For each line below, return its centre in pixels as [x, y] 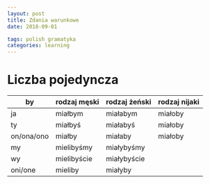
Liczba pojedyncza [63, 80]
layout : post [26, 14]
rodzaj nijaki [179, 102]
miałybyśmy [126, 148]
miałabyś [121, 125]
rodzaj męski [77, 102]
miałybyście [126, 159]
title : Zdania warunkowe [43, 20]
